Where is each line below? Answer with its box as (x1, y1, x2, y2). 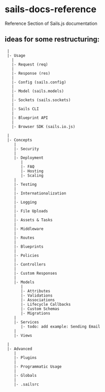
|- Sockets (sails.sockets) (11, 97, 71, 103)
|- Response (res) (11, 71, 51, 76)
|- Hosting (20, 169, 44, 174)
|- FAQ (20, 164, 35, 169)
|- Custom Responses (14, 271, 57, 276)
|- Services (14, 319, 39, 324)
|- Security (14, 146, 39, 151)
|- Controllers (14, 262, 46, 267)
